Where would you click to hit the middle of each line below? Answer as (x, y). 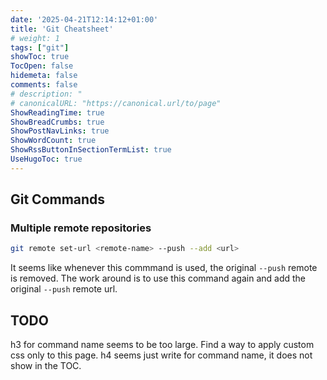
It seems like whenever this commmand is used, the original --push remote (164, 268)
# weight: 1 (35, 38)
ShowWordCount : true (53, 141)
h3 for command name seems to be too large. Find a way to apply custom (162, 345)
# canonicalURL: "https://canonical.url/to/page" (116, 103)
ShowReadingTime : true (57, 112)
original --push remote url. (64, 289)
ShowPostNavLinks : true (60, 131)
